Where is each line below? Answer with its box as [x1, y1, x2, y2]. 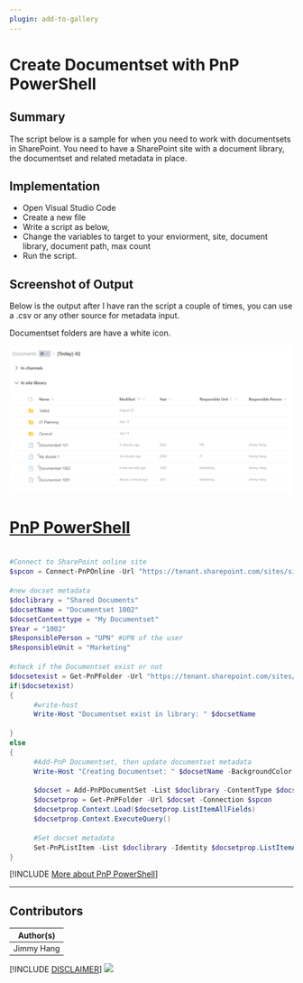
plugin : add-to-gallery [9, 14, 99, 23]
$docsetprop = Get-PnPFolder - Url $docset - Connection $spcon [32, 795, 272, 804]
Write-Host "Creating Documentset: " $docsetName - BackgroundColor [32, 767, 293, 776]
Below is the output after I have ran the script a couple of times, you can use [9, 300, 293, 311]
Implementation [9, 179, 101, 194]
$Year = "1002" [9, 624, 67, 633]
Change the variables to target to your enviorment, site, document [22, 231, 269, 243]
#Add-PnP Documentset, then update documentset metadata [32, 758, 252, 767]
